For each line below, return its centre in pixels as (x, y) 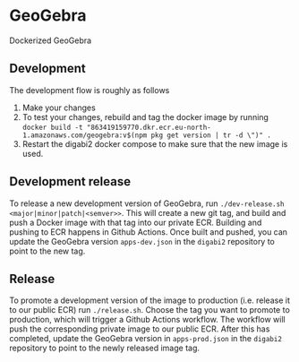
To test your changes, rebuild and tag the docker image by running (145, 116)
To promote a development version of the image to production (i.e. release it (150, 300)
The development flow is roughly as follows (90, 90)
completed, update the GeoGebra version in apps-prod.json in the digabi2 (145, 339)
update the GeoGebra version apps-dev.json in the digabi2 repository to (142, 241)
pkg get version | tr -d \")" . (211, 135)
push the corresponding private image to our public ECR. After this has (140, 329)
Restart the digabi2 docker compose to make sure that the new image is (155, 143)
